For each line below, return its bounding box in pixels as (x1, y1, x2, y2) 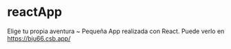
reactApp (7, 4, 62, 20)
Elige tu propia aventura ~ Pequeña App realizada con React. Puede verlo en (7, 27, 225, 35)
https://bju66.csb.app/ (7, 34, 71, 42)
